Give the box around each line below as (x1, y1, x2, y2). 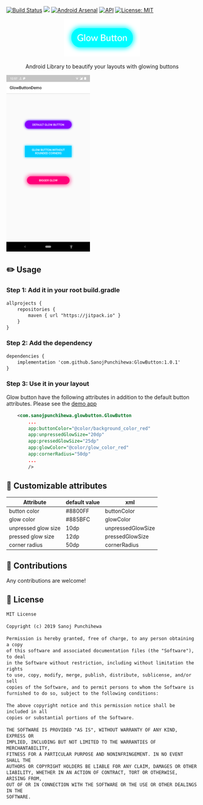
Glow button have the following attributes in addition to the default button (6, 393, 190, 401)
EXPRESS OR (6, 733, 34, 739)
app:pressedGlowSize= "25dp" (28, 438, 99, 445)
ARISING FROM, (6, 776, 43, 782)
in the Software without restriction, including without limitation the (6, 660, 194, 666)
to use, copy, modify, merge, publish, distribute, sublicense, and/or (6, 672, 191, 678)
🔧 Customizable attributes (6, 481, 108, 491)
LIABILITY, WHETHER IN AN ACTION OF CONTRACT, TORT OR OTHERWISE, (6, 770, 178, 776)
